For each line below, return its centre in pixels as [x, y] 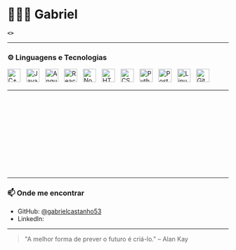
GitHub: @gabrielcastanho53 [59, 211]
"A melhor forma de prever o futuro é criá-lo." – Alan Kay [106, 239]
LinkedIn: [31, 218]
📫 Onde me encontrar [46, 193]
